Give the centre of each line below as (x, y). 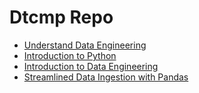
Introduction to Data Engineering (91, 66)
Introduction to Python (70, 55)
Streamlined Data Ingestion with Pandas (106, 77)
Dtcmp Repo (61, 17)
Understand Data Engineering (85, 45)
